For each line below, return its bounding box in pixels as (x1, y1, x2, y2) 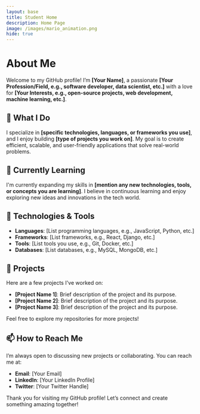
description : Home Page (6, 20, 66, 26)
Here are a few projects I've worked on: (6, 279, 103, 287)
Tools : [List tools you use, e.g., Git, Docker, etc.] (14, 240, 134, 247)
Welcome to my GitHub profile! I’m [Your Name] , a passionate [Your (6, 77, 173, 84)
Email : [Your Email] (14, 370, 62, 378)
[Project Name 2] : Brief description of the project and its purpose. (14, 297, 178, 305)
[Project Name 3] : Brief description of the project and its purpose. (14, 303, 178, 311)
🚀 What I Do (6, 113, 51, 123)
